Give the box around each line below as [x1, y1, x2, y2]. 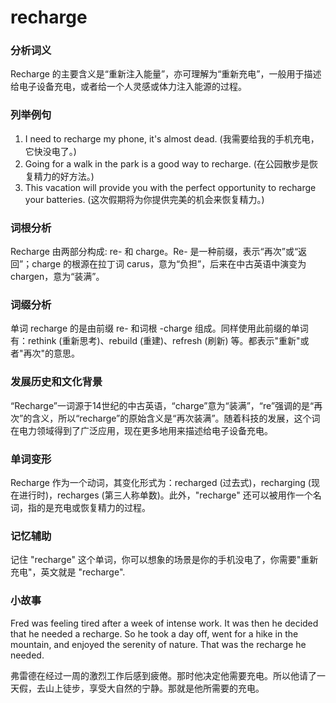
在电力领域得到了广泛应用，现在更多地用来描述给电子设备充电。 [10, 424, 273, 436]
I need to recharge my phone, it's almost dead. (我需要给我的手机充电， [24, 132, 320, 145]
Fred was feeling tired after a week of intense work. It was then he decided [10, 617, 319, 629]
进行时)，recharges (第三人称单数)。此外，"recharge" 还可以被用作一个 [18, 489, 313, 501]
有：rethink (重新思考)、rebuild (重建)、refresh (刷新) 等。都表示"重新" [10, 335, 301, 347]
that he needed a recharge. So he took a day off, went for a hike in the [10, 627, 299, 640]
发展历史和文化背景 [10, 375, 103, 389]
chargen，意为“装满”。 [10, 271, 105, 283]
